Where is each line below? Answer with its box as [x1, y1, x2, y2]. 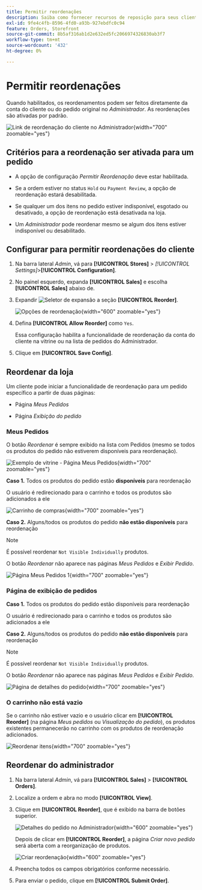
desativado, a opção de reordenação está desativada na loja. [14, 209, 167, 216]
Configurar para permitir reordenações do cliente [6, 244, 195, 255]
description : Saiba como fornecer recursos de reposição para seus [6, 14, 179, 20]
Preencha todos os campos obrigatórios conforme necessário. [14, 865, 170, 873]
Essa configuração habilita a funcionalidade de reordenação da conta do [14, 332, 195, 339]
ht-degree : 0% [6, 48, 42, 54]
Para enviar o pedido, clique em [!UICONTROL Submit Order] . [14, 877, 170, 884]
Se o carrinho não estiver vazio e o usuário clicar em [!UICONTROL [6, 712, 173, 719]
